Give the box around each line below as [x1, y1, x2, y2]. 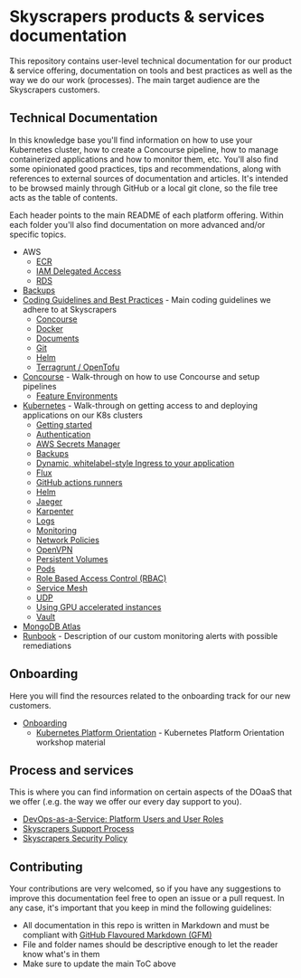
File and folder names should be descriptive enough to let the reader [22, 939, 278, 950]
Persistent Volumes [35, 553, 108, 564]
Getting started [35, 418, 93, 430]
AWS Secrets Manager [35, 438, 120, 449]
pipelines [22, 381, 57, 391]
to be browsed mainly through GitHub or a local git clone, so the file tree [9, 183, 278, 193]
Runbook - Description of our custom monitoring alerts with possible [22, 630, 278, 641]
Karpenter [35, 505, 74, 516]
